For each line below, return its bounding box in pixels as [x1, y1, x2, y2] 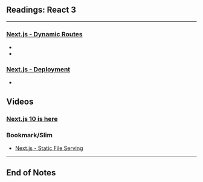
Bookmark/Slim [6, 131, 53, 139]
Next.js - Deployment [6, 65, 71, 74]
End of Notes [6, 167, 56, 178]
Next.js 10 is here [6, 114, 58, 123]
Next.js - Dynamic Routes [6, 30, 83, 38]
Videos [6, 96, 34, 106]
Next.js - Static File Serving [14, 145, 83, 152]
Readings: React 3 [6, 5, 77, 15]
